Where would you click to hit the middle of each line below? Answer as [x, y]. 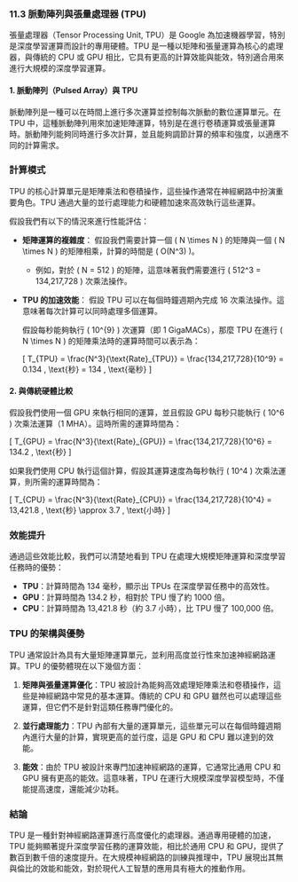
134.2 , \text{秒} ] [40, 452]
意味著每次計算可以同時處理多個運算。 [92, 311]
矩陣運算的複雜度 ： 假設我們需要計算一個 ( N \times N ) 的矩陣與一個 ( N [153, 240]
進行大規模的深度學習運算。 [60, 68]
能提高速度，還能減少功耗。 [73, 789]
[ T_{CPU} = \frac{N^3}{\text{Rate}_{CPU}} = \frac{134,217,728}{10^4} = [141, 500]
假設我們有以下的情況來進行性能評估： [79, 221]
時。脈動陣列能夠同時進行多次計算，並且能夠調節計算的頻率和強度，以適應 [145, 134]
